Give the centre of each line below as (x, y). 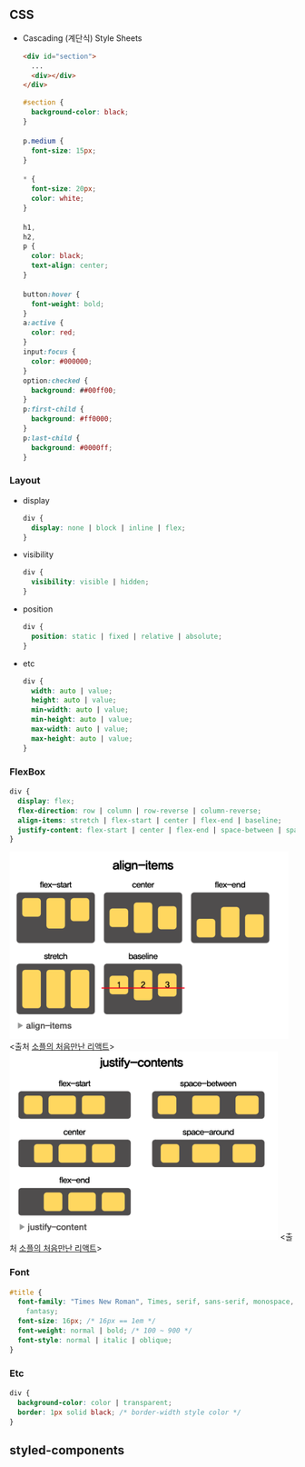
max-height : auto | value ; (82, 738)
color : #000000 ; (62, 361)
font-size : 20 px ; (64, 189)
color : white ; (58, 199)
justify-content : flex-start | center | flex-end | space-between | (150, 830)
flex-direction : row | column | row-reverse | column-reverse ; (139, 811)
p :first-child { (53, 409)
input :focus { (49, 352)
